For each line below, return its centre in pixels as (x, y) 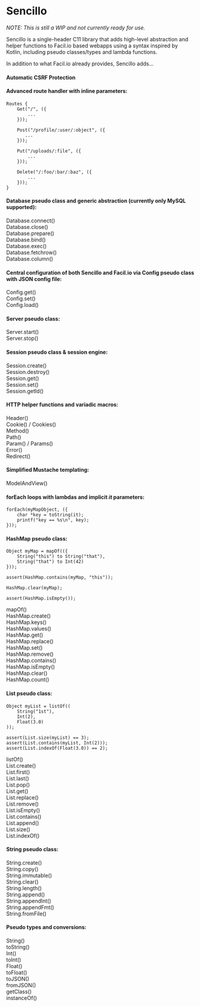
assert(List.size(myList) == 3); (48, 738)
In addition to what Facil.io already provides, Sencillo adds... (80, 64)
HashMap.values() (29, 629)
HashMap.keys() (26, 622)
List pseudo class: (29, 693)
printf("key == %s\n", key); (53, 520)
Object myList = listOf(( (38, 706)
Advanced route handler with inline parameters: (67, 91)
